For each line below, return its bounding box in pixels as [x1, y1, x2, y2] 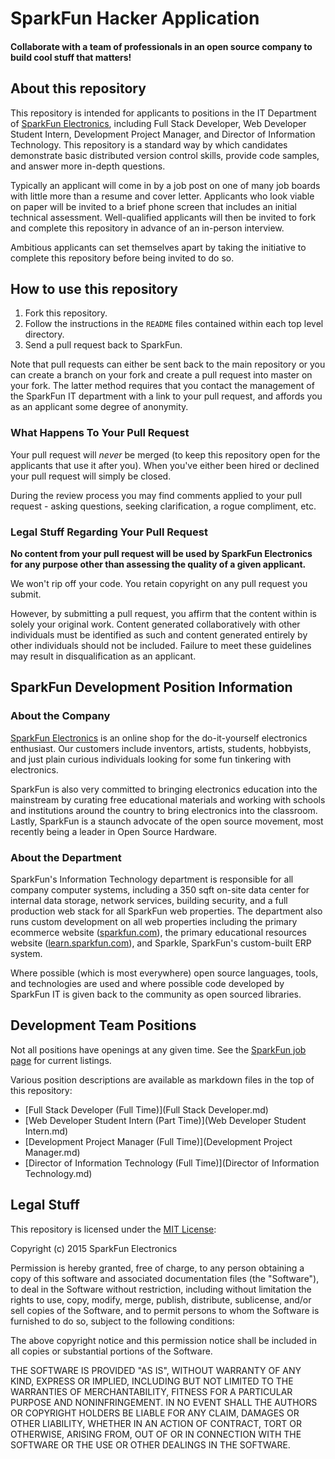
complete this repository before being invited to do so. [10, 252, 235, 264]
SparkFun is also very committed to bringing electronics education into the [10, 783, 318, 795]
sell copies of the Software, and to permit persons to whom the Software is [10, 1304, 320, 1316]
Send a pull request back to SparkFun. [24, 339, 183, 351]
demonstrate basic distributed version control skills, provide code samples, [10, 149, 320, 161]
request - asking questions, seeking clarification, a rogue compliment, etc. [10, 500, 317, 512]
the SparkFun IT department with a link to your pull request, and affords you [10, 390, 323, 402]
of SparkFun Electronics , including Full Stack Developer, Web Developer [10, 117, 307, 129]
